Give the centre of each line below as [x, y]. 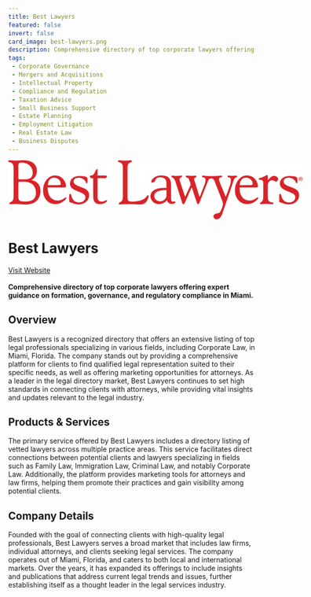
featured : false [35, 25]
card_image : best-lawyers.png [58, 42]
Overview [33, 320]
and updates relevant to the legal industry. [77, 397]
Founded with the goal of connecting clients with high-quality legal [116, 535]
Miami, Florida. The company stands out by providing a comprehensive [123, 356]
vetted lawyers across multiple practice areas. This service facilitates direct [130, 449]
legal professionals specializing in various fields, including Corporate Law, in [132, 347]
